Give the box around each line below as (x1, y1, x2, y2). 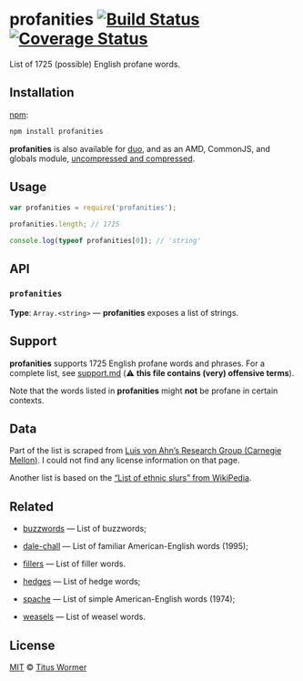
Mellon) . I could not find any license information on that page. (9, 455, 240, 466)
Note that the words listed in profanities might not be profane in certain (9, 385, 278, 396)
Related (9, 499, 55, 514)
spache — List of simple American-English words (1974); (22, 594, 236, 605)
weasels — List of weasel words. (22, 611, 146, 623)
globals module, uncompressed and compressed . (9, 153, 196, 164)
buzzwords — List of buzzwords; (22, 523, 147, 534)
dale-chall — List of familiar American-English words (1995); (22, 541, 248, 552)
